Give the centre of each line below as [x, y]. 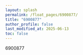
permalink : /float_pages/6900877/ [42, 15]
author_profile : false [29, 24]
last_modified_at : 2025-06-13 [37, 29]
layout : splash [21, 10]
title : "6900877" [24, 19]
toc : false [17, 34]
